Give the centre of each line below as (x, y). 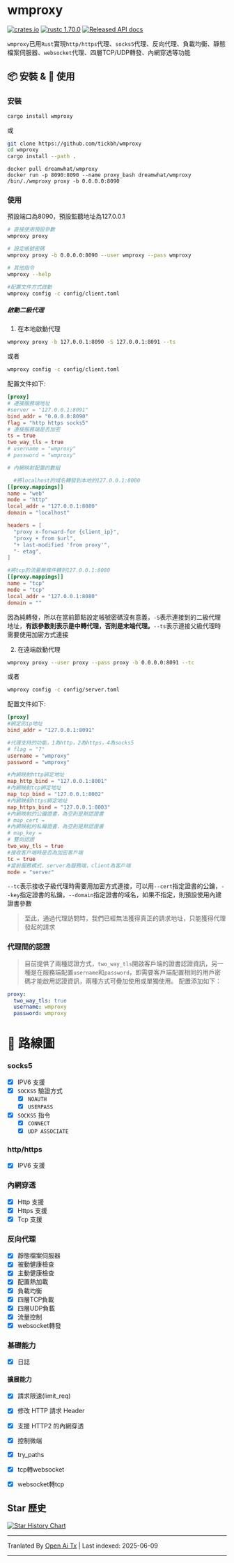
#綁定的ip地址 (25, 724)
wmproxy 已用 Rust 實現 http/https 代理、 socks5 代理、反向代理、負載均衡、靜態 (117, 43)
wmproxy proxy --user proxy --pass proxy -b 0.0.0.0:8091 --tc (101, 662)
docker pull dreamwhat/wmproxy (53, 169)
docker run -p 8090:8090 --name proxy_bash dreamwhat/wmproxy (99, 175)
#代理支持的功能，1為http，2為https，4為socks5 (71, 742)
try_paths (31, 1454)
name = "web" (26, 494)
